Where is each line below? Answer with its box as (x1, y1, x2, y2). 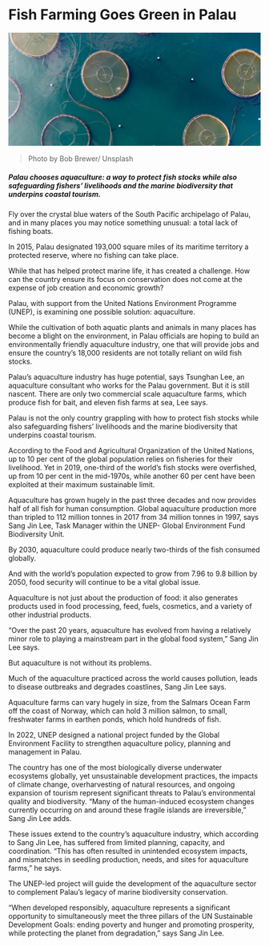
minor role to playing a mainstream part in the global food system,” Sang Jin (8, 634, 259, 644)
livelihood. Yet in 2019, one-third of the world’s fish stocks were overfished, (8, 463, 257, 473)
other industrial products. (8, 610, 92, 620)
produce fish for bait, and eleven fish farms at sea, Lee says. (8, 398, 208, 408)
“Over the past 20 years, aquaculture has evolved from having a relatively (8, 626, 251, 635)
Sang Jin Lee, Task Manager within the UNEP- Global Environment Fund (8, 521, 246, 530)
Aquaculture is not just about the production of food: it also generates (8, 593, 239, 602)
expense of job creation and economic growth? (8, 283, 164, 293)
